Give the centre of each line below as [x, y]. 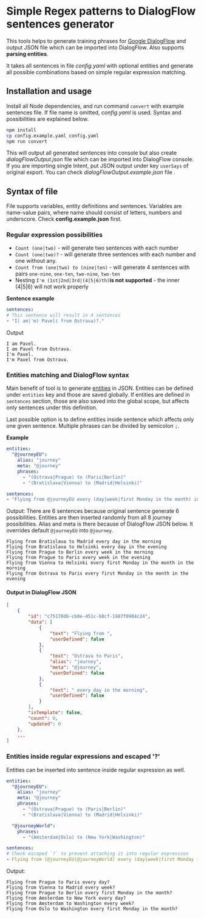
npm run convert [27, 141]
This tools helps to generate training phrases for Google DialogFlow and [96, 41]
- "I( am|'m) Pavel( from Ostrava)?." [55, 321]
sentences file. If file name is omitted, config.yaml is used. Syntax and [94, 112]
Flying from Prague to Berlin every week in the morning [80, 552]
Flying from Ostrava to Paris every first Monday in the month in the [97, 574]
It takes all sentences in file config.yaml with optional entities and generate [100, 66]
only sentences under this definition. [52, 408]
